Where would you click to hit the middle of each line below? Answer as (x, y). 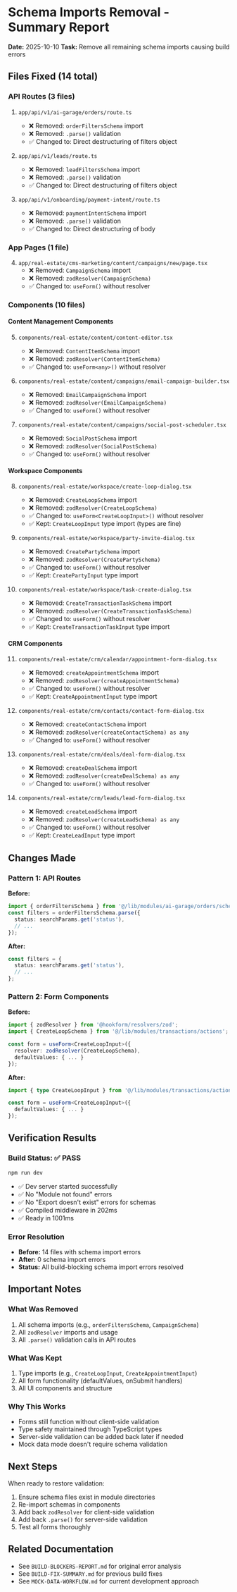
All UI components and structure (65, 1388)
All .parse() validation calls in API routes (77, 1340)
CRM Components (35, 643)
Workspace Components (45, 470)
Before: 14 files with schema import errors (79, 1251)
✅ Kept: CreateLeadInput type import (82, 835)
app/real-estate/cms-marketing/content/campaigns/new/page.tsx (113, 263)
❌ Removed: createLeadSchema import (83, 812)
